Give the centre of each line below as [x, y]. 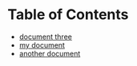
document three [46, 37]
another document [50, 53]
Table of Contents [68, 15]
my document [42, 45]
